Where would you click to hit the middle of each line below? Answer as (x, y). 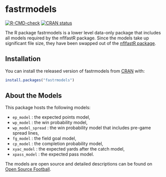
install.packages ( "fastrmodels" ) (40, 80)
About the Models (34, 96)
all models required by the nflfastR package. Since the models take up (77, 38)
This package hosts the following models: (48, 108)
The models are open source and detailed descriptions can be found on (79, 164)
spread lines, (26, 133)
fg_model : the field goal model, (44, 139)
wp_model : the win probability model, (50, 123)
